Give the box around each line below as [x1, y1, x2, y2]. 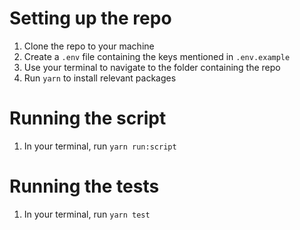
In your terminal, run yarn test [23, 208, 151, 220]
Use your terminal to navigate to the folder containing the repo [23, 61, 281, 73]
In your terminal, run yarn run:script [23, 140, 177, 152]
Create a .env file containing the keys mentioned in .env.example [23, 50, 291, 62]
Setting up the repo [9, 7, 172, 30]
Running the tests [9, 175, 160, 198]
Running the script [9, 107, 167, 130]
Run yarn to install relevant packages [23, 72, 177, 84]
